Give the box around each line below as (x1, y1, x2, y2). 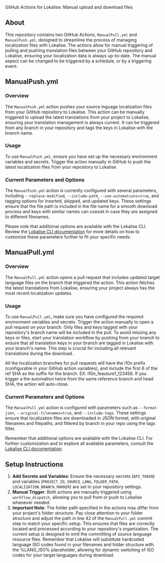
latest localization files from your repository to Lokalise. (5, 164, 118, 170)
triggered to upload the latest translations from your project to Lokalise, (5, 114, 150, 120)
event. (5, 63, 18, 69)
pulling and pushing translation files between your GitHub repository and (5, 47, 153, 53)
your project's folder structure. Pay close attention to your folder (12, 510, 143, 516)
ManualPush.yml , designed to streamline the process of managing (5, 37, 137, 43)
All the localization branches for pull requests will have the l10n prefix (5, 360, 146, 366)
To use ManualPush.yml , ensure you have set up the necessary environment (5, 153, 158, 159)
